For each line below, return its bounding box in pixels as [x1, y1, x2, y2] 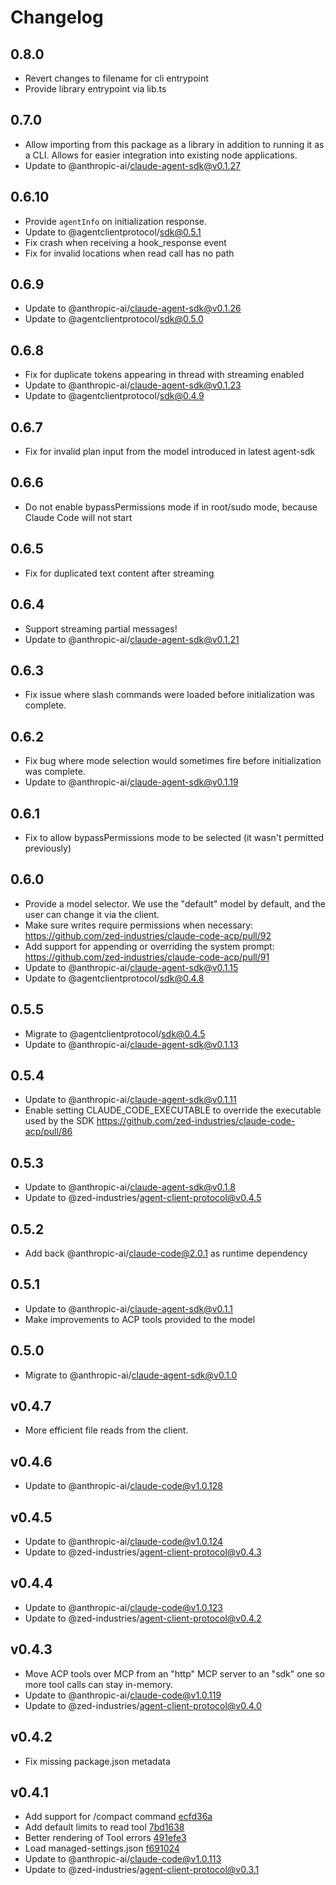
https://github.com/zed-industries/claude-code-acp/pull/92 [24, 929, 272, 941]
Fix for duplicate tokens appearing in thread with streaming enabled [24, 369, 305, 381]
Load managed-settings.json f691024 [24, 1842, 180, 1855]
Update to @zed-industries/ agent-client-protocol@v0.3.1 [24, 1864, 260, 1876]
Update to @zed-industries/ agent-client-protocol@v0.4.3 [24, 1546, 262, 1558]
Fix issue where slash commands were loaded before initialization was [24, 689, 315, 701]
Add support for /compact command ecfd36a [24, 1811, 213, 1823]
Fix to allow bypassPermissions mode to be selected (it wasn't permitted [24, 831, 325, 843]
